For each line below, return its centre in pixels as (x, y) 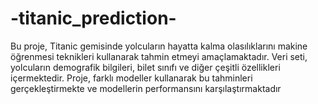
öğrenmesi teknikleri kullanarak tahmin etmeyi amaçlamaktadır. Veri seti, (159, 56)
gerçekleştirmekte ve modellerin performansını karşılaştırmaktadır (146, 88)
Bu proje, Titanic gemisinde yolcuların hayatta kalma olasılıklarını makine (159, 46)
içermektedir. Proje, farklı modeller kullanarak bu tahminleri (131, 78)
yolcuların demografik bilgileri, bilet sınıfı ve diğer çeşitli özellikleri (145, 67)
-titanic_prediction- (93, 18)
